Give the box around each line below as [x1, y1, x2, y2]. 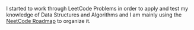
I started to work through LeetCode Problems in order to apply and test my [6, 5, 189, 12]
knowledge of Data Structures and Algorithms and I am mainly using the [6, 11, 182, 18]
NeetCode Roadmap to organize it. [6, 18, 91, 24]
